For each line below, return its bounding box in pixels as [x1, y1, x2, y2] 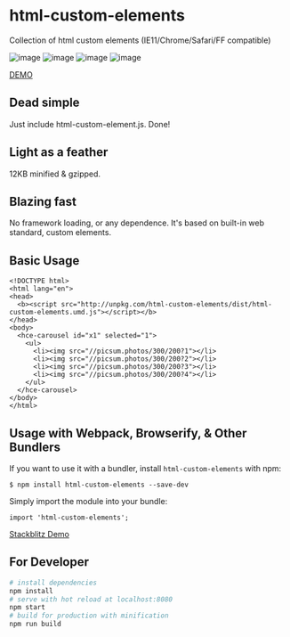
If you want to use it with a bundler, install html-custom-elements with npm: [9, 463, 282, 473]
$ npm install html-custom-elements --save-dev [9, 480, 189, 489]
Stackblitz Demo [9, 529, 69, 539]
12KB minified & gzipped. [9, 168, 101, 179]
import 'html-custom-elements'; [9, 513, 129, 522]
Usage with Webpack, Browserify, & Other [9, 425, 247, 441]
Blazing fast [9, 193, 77, 209]
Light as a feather [9, 144, 109, 160]
